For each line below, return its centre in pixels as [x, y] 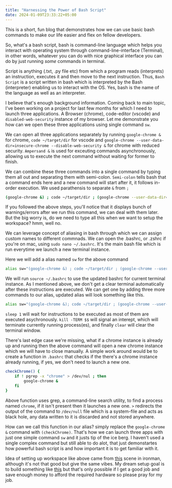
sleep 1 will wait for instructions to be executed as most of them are [77, 314]
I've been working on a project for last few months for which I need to [79, 108]
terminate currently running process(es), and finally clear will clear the [80, 325]
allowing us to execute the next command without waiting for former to [80, 156]
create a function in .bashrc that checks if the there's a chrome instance [81, 357]
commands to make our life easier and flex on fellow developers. [73, 35]
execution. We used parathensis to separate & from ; [73, 188]
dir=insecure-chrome [27, 146]
